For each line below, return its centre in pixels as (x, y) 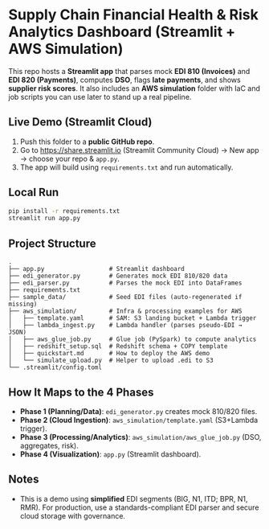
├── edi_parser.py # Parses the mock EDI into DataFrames (125, 283)
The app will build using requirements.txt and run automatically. (126, 167)
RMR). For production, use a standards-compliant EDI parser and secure (139, 507)
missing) (23, 304)
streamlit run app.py (45, 219)
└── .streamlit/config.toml (55, 367)
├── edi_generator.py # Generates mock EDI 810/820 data (118, 276)
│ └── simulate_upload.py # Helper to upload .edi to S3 (111, 361)
